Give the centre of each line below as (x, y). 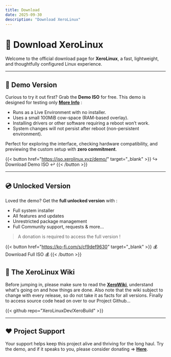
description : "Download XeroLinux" (43, 19)
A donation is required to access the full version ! (69, 236)
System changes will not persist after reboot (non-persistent (76, 129)
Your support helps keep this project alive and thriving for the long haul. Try (84, 343)
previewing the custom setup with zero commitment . (61, 149)
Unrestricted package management (50, 221)
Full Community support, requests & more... (58, 226)
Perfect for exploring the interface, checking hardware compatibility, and (81, 144)
